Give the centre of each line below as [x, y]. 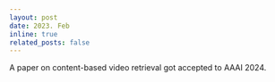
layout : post [34, 17]
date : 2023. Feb [39, 26]
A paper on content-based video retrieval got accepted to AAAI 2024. [138, 68]
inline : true [34, 34]
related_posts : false [50, 42]
